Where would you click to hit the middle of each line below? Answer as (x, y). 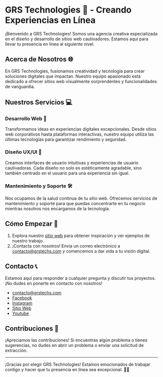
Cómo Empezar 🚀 (32, 224)
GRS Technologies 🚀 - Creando (68, 10)
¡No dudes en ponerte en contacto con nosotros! (54, 283)
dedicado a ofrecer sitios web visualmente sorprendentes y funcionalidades (81, 81)
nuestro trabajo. (28, 240)
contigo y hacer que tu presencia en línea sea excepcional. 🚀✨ (67, 370)
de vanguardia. (20, 86)
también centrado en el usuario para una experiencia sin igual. (67, 173)
